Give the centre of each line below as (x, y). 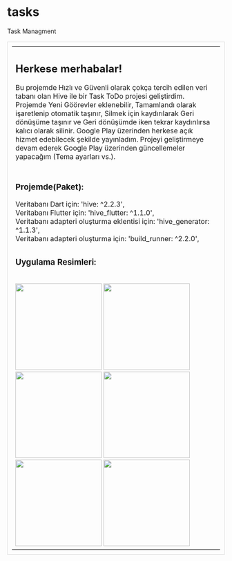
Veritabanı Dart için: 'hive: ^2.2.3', (70, 205)
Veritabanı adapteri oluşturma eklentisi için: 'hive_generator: (113, 222)
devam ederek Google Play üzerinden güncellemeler (100, 148)
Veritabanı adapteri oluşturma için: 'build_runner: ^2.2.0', (107, 239)
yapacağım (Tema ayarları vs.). (66, 157)
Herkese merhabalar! (69, 68)
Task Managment (32, 31)
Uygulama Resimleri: (56, 262)
